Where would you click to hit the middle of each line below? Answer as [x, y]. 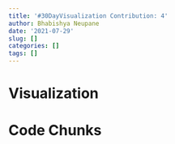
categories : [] [34, 46]
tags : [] [23, 53]
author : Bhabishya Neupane [54, 23]
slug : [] [23, 38]
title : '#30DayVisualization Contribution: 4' [88, 16]
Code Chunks [55, 131]
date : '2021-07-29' [41, 31]
